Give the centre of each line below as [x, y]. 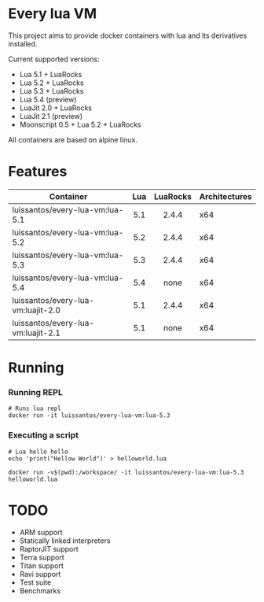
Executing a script [44, 435]
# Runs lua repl [35, 409]
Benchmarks [40, 590]
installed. [23, 43]
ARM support [41, 532]
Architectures [225, 196]
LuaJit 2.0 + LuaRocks [56, 108]
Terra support [42, 557]
